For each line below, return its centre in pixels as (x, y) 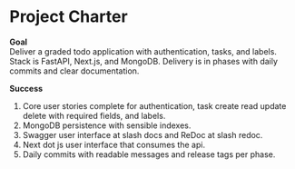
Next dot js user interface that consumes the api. (114, 144)
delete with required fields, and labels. (94, 115)
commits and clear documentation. (74, 71)
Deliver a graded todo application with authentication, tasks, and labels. (143, 51)
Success (26, 88)
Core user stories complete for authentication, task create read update (154, 105)
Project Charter (69, 17)
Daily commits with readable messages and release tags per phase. (149, 154)
